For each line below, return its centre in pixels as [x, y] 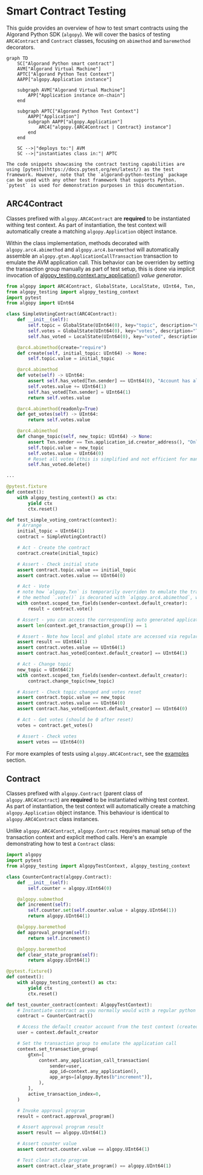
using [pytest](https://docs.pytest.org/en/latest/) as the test [90, 169]
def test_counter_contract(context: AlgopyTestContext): [79, 1005]
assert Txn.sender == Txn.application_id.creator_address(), [107, 442]
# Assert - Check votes [47, 736]
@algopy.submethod [40, 899]
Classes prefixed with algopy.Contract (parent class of [75, 793]
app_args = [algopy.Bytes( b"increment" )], [101, 1077]
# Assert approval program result [60, 1127]
